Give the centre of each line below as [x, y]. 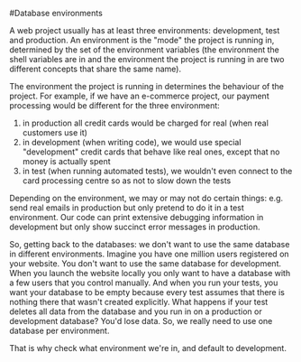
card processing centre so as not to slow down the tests [127, 181]
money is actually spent [66, 161]
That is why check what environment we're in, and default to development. [148, 348]
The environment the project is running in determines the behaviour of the [146, 86]
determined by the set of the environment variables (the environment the [144, 50]
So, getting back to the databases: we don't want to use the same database [150, 244]
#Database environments [56, 13]
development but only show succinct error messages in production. [135, 227]
